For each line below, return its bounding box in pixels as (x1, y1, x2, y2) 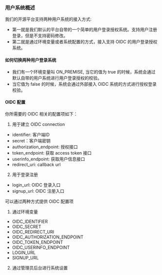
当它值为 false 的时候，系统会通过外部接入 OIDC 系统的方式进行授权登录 (12, 81, 157, 87)
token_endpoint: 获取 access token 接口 (12, 150, 92, 156)
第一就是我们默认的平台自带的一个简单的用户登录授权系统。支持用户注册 (12, 27, 157, 33)
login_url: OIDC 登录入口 (12, 182, 61, 188)
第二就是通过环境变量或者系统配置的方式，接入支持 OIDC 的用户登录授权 (12, 39, 158, 45)
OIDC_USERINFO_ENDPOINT (12, 244, 70, 250)
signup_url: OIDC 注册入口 (12, 188, 65, 194)
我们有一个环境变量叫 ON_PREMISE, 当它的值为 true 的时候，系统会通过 (12, 69, 156, 75)
